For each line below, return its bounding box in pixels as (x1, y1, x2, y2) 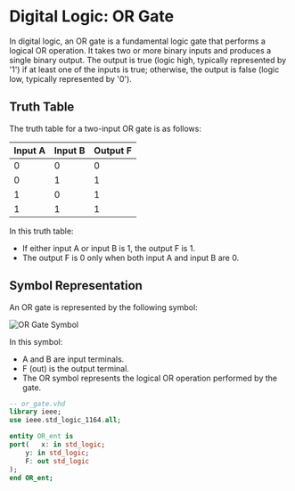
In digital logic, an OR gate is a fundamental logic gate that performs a (9, 36, 266, 46)
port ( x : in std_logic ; (9, 440, 105, 449)
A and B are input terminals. (21, 354, 125, 364)
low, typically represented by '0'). (9, 73, 132, 84)
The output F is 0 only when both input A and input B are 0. (21, 252, 240, 263)
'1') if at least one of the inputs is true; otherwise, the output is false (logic (9, 64, 280, 75)
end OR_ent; (9, 473, 53, 482)
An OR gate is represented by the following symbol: (9, 301, 198, 313)
